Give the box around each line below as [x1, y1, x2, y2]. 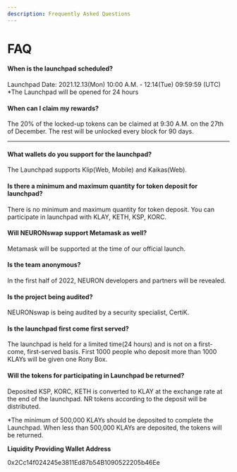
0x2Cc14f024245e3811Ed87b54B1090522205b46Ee [7, 458, 161, 466]
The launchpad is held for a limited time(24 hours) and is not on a [7, 340, 197, 348]
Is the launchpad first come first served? [7, 324, 129, 333]
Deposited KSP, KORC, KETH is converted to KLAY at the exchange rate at [7, 387, 223, 396]
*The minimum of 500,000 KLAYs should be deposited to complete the [7, 415, 214, 424]
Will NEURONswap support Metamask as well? [7, 229, 147, 237]
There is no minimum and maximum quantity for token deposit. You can [7, 205, 215, 213]
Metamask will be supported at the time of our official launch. [7, 244, 186, 253]
